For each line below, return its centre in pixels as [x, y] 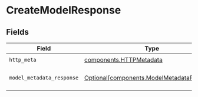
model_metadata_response [44, 78]
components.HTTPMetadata [124, 59]
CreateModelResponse [64, 10]
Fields [18, 32]
